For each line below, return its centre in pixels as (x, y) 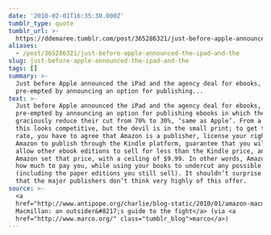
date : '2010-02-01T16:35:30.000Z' (67, 16)
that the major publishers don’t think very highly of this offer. (131, 181)
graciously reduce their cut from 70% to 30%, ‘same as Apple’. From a (139, 121)
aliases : (23, 46)
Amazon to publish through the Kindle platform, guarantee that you (133, 143)
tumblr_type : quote (41, 23)
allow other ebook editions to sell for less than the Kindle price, (135, 151)
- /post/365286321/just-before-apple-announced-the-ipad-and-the (128, 53)
